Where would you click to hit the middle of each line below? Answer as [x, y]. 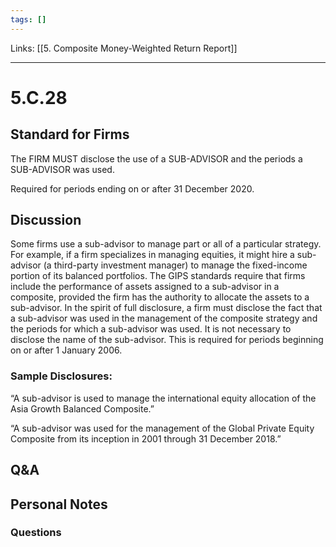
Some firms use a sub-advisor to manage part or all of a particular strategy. [166, 244]
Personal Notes [59, 504]
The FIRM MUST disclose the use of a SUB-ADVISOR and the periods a [156, 158]
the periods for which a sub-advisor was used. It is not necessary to [151, 329]
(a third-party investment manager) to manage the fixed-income [175, 265]
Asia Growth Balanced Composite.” [82, 408]
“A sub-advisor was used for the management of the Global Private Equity [162, 428]
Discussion [46, 220]
